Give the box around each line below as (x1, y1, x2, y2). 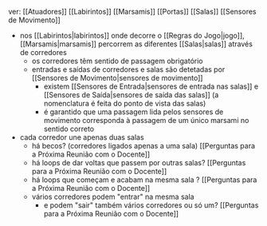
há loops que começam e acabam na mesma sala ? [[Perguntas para (31, 175, 257, 184)
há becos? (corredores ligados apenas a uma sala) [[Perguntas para (31, 141, 256, 150)
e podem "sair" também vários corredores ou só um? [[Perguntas (43, 200, 259, 210)
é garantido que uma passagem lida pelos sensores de (43, 107, 224, 117)
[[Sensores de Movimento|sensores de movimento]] (31, 73, 203, 82)
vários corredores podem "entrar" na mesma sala (31, 192, 194, 201)
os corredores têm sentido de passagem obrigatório (31, 56, 203, 65)
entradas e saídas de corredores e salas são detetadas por (31, 65, 226, 74)
